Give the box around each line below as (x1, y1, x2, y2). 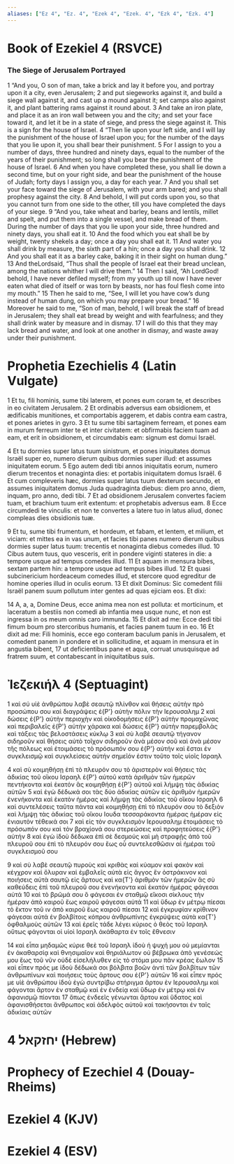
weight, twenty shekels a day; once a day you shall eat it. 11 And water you (7, 237, 222, 245)
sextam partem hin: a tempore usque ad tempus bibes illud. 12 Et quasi (7, 564, 211, 573)
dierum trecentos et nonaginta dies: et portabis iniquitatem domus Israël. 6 (7, 469, 222, 477)
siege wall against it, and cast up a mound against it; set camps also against (7, 96, 226, 105)
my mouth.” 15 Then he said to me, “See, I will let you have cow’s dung (7, 289, 210, 298)
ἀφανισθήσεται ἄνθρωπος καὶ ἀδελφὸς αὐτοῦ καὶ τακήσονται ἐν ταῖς (7, 1000, 211, 1009)
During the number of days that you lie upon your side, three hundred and (7, 222, 220, 231)
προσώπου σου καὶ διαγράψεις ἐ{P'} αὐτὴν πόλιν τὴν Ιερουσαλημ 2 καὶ (7, 707, 216, 715)
